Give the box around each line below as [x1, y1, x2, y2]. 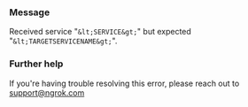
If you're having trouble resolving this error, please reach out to [9, 78, 240, 88]
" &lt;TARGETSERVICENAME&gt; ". [9, 35, 118, 46]
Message [9, 6, 50, 19]
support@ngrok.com [9, 87, 85, 98]
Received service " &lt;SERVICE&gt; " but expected [9, 27, 192, 37]
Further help [9, 57, 64, 70]
